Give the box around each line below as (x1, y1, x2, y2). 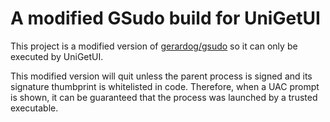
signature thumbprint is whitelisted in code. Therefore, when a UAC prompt (10, 80, 320, 92)
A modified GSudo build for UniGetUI (10, 7, 321, 30)
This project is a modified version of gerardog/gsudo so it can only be (10, 40, 298, 52)
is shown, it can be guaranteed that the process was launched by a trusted (10, 91, 318, 103)
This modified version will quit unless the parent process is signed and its (10, 70, 313, 82)
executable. (10, 102, 59, 114)
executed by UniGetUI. (10, 50, 104, 62)
